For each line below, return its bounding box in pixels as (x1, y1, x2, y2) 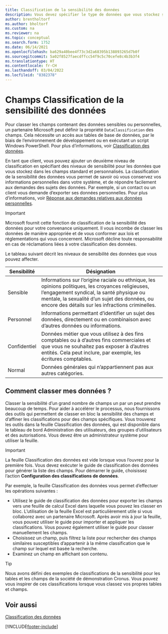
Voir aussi (5, 601, 37, 609)
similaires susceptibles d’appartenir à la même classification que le (12, 540, 150, 546)
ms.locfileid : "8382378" (5, 73, 57, 78)
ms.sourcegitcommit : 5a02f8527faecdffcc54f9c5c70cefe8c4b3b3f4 (5, 54, 140, 59)
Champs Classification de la (5, 94, 124, 106)
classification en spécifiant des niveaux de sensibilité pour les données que (5, 163, 161, 169)
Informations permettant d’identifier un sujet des (41, 309, 155, 316)
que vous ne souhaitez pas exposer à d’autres (41, 343, 149, 350)
